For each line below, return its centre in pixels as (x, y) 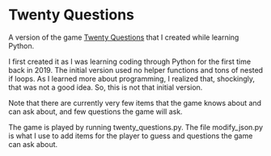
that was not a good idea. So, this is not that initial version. (106, 87)
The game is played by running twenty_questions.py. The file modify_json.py (136, 127)
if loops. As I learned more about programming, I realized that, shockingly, (132, 78)
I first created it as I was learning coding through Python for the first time (130, 61)
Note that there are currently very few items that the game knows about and (135, 103)
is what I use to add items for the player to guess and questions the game (131, 136)
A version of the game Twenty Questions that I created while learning (124, 37)
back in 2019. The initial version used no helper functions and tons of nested (136, 70)
